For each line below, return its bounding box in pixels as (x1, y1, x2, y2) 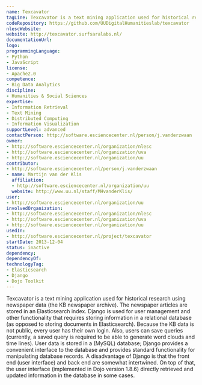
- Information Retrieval (6, 104, 69, 110)
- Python (6, 54, 28, 60)
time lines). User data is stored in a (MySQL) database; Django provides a (6, 339, 188, 347)
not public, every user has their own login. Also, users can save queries (6, 326, 183, 334)
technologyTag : (6, 261, 44, 267)
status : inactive (6, 244, 50, 250)
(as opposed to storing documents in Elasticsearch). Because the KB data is (6, 320, 194, 328)
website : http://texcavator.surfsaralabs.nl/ (6, 31, 122, 37)
